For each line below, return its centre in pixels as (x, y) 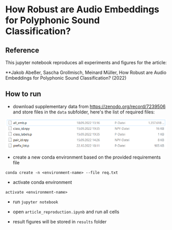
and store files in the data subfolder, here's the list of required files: (84, 112)
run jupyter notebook (35, 202)
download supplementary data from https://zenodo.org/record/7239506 (89, 106)
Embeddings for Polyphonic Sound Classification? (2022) (66, 78)
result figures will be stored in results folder (60, 221)
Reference (22, 50)
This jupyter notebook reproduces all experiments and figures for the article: (86, 62)
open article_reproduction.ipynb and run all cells (66, 212)
